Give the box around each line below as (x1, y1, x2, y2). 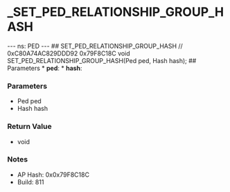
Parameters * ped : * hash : (7, 64, 82, 72)
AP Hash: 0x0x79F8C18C (17, 171, 90, 179)
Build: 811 (17, 177, 44, 186)
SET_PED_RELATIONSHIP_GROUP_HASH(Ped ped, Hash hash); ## (7, 56, 197, 64)
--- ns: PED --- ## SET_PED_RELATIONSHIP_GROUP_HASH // (7, 42, 184, 50)
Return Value (7, 122, 52, 132)
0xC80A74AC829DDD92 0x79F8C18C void (7, 49, 130, 58)
